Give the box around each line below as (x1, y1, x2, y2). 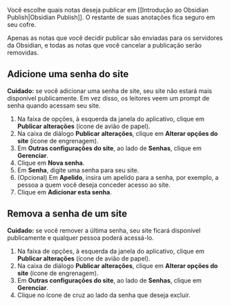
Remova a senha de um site (7, 208, 128, 220)
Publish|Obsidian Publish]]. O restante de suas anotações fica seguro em (7, 13, 215, 21)
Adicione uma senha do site (7, 68, 129, 80)
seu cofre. (7, 21, 37, 28)
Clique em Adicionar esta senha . (17, 187, 112, 196)
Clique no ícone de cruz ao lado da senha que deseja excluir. (17, 291, 191, 299)
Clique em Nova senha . (17, 159, 85, 167)
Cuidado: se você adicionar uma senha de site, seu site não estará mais (7, 86, 213, 95)
